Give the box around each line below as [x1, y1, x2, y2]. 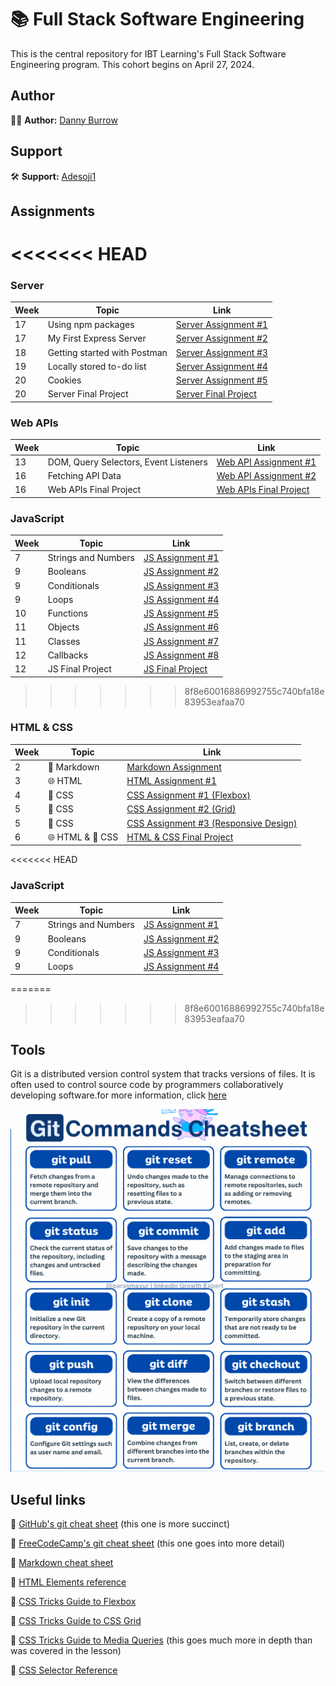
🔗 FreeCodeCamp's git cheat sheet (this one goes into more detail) [10, 1537, 286, 1550]
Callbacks [47, 649, 89, 661]
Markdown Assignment [126, 761, 222, 773]
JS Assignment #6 [143, 621, 220, 633]
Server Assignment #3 [175, 346, 268, 358]
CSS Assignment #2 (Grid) [126, 803, 237, 815]
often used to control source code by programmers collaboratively [10, 1079, 284, 1091]
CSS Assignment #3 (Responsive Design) [126, 817, 298, 829]
